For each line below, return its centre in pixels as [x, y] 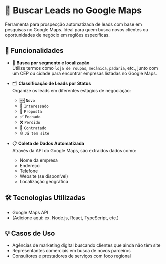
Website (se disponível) [44, 176]
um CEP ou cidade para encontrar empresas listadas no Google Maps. [85, 73]
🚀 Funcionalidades [34, 50]
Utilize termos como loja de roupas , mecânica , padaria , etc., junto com [85, 68]
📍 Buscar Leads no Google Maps [74, 10]
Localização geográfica [44, 181]
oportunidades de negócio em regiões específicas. [57, 35]
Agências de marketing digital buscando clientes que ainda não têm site [86, 245]
